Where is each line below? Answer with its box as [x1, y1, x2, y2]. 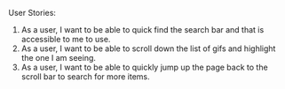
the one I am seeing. [20, 53, 97, 63]
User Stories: [8, 8, 57, 18]
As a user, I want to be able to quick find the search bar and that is [20, 25, 265, 34]
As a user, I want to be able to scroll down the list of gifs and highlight [20, 43, 276, 54]
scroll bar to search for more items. [20, 71, 150, 82]
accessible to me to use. [20, 34, 111, 44]
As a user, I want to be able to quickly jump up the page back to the [20, 62, 268, 72]
